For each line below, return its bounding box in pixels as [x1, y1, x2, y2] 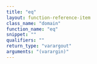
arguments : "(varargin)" [6, 49, 69, 55]
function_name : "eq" [6, 26, 59, 32]
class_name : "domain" [6, 20, 61, 26]
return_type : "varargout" [6, 43, 72, 49]
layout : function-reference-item [6, 15, 91, 21]
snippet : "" [6, 32, 36, 38]
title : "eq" [6, 9, 36, 15]
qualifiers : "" [6, 37, 45, 43]
